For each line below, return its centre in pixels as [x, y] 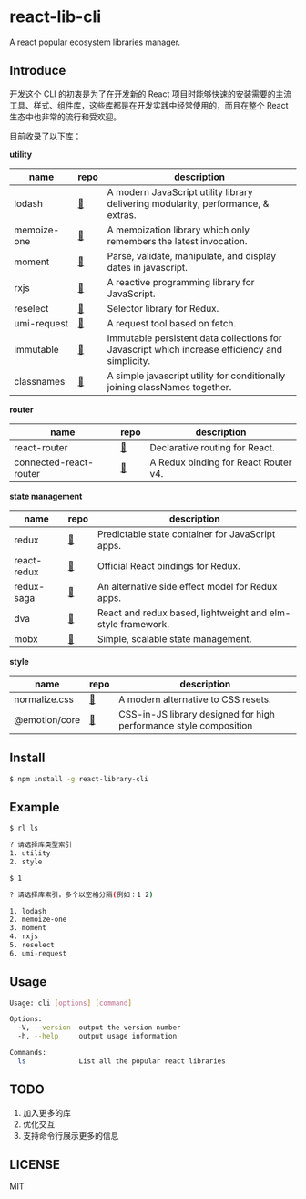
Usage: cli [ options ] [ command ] [71, 1003]
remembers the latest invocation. [177, 241]
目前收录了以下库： [46, 136]
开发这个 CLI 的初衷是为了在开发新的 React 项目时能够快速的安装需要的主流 [151, 94]
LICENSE [35, 1165]
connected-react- [54, 462]
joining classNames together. [169, 387]
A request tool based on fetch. [172, 323]
